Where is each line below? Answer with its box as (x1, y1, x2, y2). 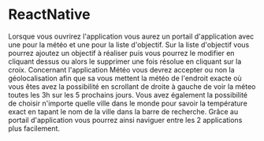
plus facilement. (8, 124, 61, 133)
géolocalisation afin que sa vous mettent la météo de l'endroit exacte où (8, 73, 242, 83)
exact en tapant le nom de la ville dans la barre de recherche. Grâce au (8, 106, 239, 116)
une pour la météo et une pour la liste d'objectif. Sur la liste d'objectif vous (8, 39, 250, 49)
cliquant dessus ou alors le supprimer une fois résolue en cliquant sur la (8, 57, 242, 66)
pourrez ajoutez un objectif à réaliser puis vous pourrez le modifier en (8, 48, 235, 58)
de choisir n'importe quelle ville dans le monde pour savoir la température (8, 98, 248, 108)
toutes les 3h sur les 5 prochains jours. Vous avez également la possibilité (8, 90, 248, 99)
